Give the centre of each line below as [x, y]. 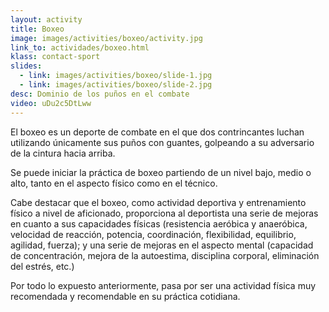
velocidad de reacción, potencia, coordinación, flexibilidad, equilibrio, [153, 234]
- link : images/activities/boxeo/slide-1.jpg [116, 76]
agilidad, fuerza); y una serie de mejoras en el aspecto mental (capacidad [162, 245]
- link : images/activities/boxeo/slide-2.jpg [116, 85]
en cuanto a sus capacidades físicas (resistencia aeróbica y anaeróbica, [159, 223]
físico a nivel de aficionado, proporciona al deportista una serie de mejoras [164, 213]
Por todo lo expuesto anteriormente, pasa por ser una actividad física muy [163, 285]
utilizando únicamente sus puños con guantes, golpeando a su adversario [162, 142]
